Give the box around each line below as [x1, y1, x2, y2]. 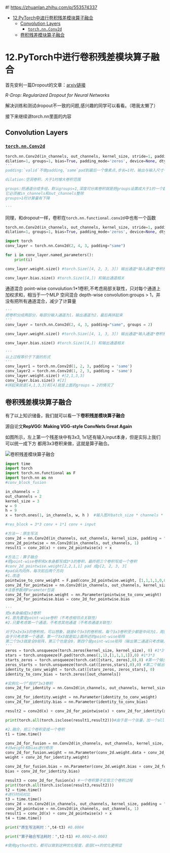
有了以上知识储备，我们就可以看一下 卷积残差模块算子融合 [5, 412, 125, 418]
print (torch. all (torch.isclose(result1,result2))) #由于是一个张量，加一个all [5, 718, 165, 723]
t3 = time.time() [5, 797, 42, 802]
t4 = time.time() [5, 815, 42, 821]
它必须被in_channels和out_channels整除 [5, 191, 84, 196]
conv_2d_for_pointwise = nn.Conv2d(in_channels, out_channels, [5, 583, 142, 588]
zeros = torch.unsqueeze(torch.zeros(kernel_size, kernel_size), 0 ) [5, 648, 153, 653]
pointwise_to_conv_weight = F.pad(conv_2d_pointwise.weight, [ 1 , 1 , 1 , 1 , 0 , [5, 578, 164, 583]
